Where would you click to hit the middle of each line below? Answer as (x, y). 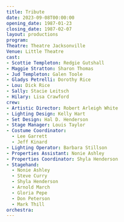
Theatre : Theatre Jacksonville (46, 46)
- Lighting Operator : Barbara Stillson (57, 147)
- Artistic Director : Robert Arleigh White (62, 108)
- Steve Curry (29, 176)
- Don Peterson (31, 198)
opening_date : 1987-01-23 (39, 23)
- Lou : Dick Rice (28, 86)
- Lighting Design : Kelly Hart (46, 114)
